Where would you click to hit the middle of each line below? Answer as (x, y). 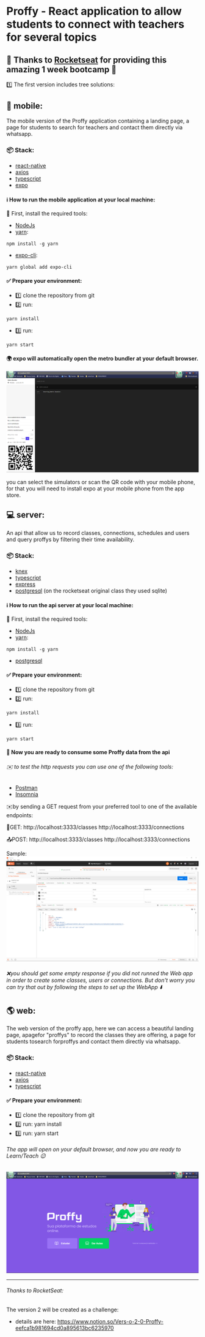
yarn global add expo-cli (39, 268)
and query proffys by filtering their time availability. (70, 539)
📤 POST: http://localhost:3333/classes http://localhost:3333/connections (98, 839)
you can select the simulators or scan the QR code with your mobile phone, (101, 482)
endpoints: (20, 815)
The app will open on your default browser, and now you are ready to (94, 1150)
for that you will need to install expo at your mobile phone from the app (95, 489)
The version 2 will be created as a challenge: (63, 1309)
